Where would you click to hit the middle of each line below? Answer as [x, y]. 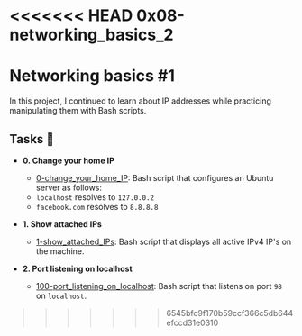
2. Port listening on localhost [77, 268]
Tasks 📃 [32, 139]
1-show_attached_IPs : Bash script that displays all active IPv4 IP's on [164, 241]
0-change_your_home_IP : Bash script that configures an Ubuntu [155, 177]
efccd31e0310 [192, 322]
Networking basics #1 [92, 76]
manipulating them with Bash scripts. [78, 111]
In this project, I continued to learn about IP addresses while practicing [141, 101]
